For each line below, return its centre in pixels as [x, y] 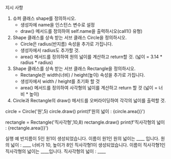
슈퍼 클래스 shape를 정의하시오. [44, 18]
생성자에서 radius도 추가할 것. [50, 50]
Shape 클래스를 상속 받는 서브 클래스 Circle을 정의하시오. [70, 38]
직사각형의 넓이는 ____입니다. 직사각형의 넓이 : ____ [56, 151]
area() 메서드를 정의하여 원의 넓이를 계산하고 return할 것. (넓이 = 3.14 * [91, 57]
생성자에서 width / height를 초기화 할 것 [60, 81]
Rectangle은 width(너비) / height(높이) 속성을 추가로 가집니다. [83, 75]
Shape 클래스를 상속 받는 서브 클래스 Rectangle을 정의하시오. [74, 69]
